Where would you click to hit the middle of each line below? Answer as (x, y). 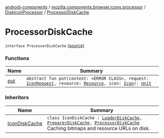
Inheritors (17, 97)
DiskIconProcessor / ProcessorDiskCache (47, 12)
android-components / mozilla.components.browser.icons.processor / (75, 7)
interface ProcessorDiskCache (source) (45, 46)
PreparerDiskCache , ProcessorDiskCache (93, 123)
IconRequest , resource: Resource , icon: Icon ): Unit (89, 83)
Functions (17, 58)
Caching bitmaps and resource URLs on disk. (99, 128)
